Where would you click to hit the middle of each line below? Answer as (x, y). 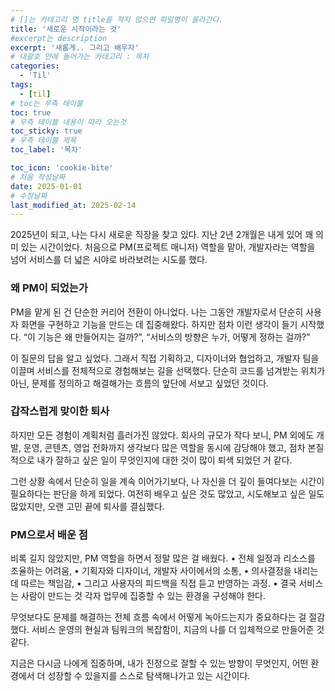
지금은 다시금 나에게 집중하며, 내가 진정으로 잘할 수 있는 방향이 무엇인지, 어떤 (159, 663)
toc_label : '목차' (46, 150)
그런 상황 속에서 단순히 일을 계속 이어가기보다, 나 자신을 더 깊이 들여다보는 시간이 (167, 481)
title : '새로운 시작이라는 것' (66, 29)
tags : (21, 85)
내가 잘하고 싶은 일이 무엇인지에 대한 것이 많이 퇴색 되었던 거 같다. (164, 460)
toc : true (31, 112)
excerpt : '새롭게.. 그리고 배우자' (75, 47)
